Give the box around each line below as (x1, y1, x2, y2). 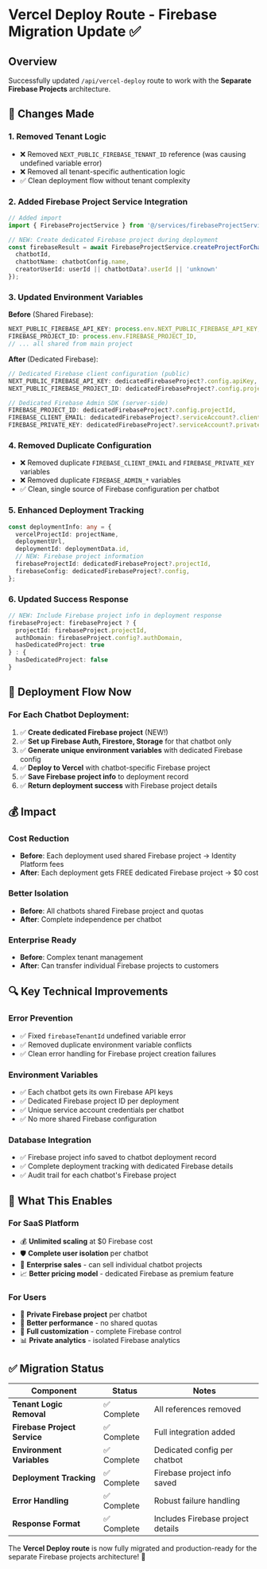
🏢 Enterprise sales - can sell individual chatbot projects (19, 1259, 203, 1269)
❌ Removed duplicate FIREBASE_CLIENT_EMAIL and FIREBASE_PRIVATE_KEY (19, 458, 254, 467)
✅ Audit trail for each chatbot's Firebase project (19, 1170, 177, 1180)
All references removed (153, 1403, 242, 1415)
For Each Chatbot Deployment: (8, 709, 130, 720)
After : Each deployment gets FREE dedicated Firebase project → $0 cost (19, 868, 259, 877)
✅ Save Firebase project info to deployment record (19, 771, 189, 781)
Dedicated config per (153, 1444, 234, 1455)
